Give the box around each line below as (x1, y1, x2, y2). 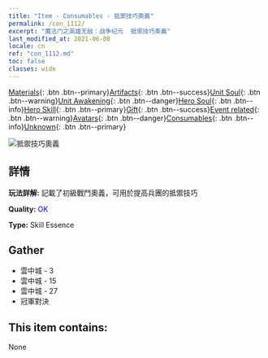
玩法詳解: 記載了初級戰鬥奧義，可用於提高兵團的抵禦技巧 (8, 188, 198, 198)
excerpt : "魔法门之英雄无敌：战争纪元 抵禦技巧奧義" (8, 27, 171, 35)
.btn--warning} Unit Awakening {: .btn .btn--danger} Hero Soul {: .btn (8, 95, 232, 106)
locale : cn (8, 42, 45, 50)
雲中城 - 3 (19, 266, 54, 276)
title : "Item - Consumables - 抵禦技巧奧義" (8, 11, 154, 20)
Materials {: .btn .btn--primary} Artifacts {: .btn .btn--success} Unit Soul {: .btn (8, 87, 262, 97)
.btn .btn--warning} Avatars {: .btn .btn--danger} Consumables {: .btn (8, 113, 233, 123)
